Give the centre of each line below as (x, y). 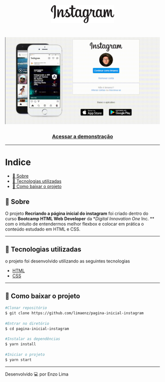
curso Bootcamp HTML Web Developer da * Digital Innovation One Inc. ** (80, 219)
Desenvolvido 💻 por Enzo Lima (37, 374)
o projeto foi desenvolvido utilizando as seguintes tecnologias (68, 261)
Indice (18, 162)
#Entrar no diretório (27, 323)
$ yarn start (18, 360)
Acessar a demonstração (82, 137)
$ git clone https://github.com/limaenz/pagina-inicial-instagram (74, 313)
